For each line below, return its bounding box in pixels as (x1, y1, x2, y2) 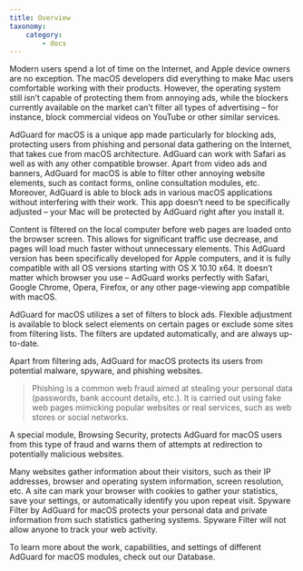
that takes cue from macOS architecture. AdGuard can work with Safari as (9, 149, 287, 160)
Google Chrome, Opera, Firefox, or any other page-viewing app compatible (9, 282, 290, 293)
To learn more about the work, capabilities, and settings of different (9, 542, 261, 553)
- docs (42, 38, 67, 48)
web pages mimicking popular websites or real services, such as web (31, 402, 292, 413)
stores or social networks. (31, 412, 129, 423)
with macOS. (9, 291, 57, 302)
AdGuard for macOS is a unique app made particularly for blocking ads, (9, 129, 277, 141)
